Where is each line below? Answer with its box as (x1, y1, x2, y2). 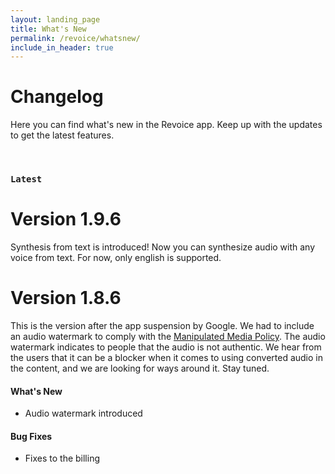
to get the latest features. (10, 129, 115, 141)
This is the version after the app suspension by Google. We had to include (10, 319, 315, 331)
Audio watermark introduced (24, 407, 143, 420)
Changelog (10, 86, 104, 108)
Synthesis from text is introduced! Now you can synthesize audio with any (10, 241, 316, 253)
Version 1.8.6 (10, 287, 122, 310)
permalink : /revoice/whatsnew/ (10, 33, 141, 43)
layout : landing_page (10, 14, 101, 25)
